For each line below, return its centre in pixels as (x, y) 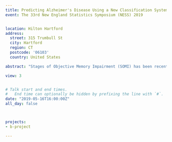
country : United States (35, 57)
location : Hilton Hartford (34, 29)
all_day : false (21, 104)
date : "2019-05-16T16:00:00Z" (38, 99)
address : (15, 33)
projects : (16, 122)
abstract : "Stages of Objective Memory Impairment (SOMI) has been (79, 66)
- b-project (18, 127)
